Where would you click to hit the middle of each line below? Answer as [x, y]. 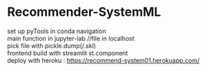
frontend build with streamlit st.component [68, 53]
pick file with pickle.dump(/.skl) [52, 45]
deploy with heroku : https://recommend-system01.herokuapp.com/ [103, 60]
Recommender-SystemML [84, 12]
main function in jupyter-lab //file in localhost [71, 38]
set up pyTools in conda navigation [57, 31]
